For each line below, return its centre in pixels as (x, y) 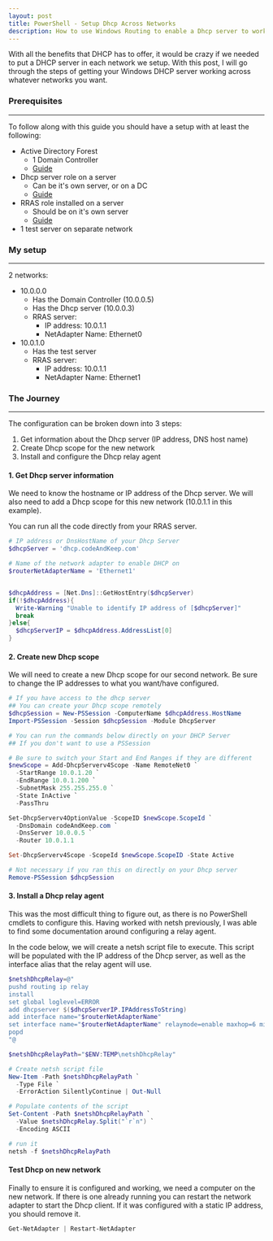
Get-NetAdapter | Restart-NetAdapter (72, 1229)
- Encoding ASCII (43, 1129)
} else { (19, 623)
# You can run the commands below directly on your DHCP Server (119, 736)
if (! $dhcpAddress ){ (41, 600)
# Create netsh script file (56, 1069)
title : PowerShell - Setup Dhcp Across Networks (92, 24)
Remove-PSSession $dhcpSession (61, 877)
